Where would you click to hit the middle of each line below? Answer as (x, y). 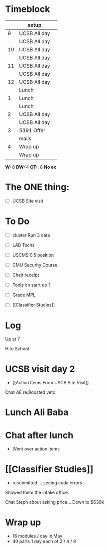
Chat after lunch (39, 435)
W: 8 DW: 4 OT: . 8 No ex (31, 167)
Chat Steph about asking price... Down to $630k (55, 502)
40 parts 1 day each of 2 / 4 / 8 (44, 542)
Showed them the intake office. (37, 493)
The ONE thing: (37, 187)
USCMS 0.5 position (33, 255)
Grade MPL (24, 295)
